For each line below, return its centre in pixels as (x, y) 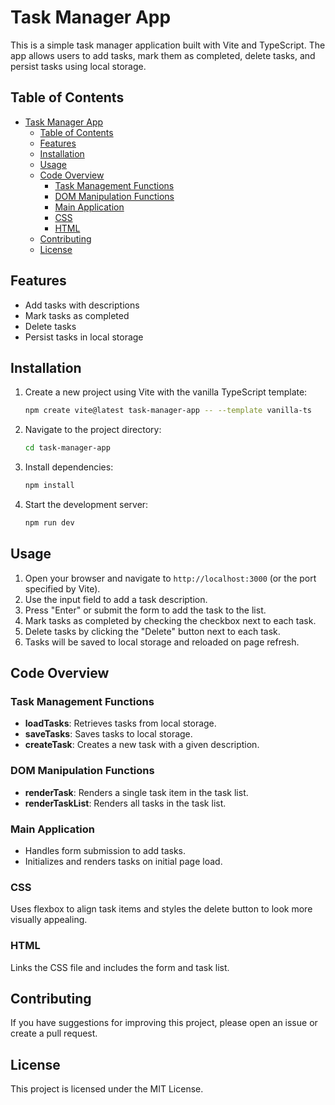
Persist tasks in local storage (84, 337)
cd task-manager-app (67, 448)
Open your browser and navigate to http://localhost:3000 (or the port (170, 578)
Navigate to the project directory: (93, 430)
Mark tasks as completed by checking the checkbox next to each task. (170, 620)
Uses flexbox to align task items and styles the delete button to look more (161, 909)
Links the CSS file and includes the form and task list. (120, 967)
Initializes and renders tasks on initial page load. (123, 861)
